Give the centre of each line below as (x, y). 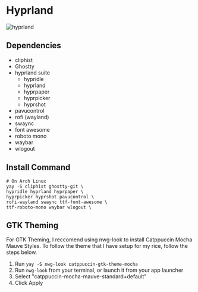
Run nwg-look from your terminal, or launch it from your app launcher (99, 270)
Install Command (38, 167)
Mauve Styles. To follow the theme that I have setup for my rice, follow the (97, 246)
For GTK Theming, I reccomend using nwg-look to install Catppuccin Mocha (99, 240)
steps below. (22, 252)
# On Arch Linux (26, 181)
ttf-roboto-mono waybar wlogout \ (49, 207)
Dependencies (34, 46)
